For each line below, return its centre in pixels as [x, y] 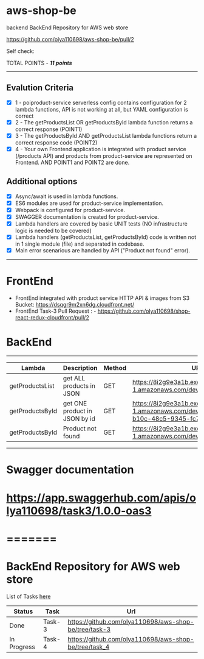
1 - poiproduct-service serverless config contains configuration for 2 [101, 102]
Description [80, 368]
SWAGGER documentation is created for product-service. [87, 217]
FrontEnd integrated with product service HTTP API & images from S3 [102, 298]
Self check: [20, 51]
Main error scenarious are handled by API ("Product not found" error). [102, 251]
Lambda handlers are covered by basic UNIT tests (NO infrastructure [101, 224]
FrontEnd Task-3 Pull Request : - [56, 311]
